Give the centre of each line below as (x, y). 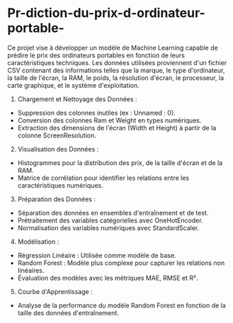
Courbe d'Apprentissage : (55, 291)
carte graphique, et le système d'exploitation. (73, 85)
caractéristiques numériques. (61, 185)
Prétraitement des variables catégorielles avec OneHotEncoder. (110, 220)
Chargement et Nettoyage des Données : (77, 99)
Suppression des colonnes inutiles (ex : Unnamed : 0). (96, 113)
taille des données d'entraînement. (68, 312)
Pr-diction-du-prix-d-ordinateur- (106, 13)
